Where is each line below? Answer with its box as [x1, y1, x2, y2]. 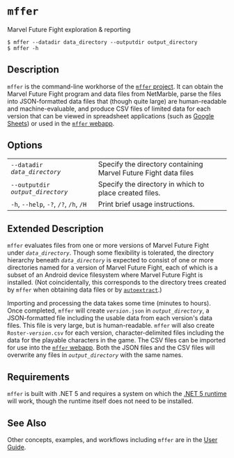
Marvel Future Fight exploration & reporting [7, 25, 131, 33]
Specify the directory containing [97, 159, 203, 168]
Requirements [7, 371, 70, 383]
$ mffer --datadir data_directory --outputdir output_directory [7, 38, 198, 46]
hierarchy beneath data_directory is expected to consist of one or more [7, 256, 214, 264]
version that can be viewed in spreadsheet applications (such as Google [7, 111, 214, 120]
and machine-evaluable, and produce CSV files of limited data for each [7, 104, 211, 113]
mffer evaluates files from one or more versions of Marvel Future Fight [7, 242, 209, 250]
